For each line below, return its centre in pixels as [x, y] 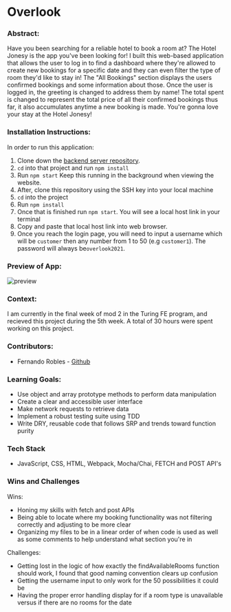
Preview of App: [34, 266]
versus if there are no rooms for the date [74, 602]
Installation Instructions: [49, 132]
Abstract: [23, 34]
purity [25, 430]
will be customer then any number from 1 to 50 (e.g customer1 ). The [111, 241]
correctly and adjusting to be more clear [74, 525]
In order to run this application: [51, 147]
